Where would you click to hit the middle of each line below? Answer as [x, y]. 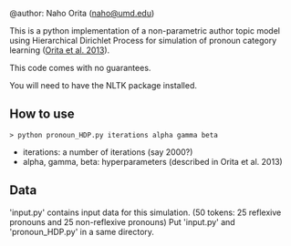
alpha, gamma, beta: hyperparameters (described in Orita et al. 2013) [152, 161]
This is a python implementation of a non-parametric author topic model [145, 31]
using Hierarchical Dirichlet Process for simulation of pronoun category [143, 41]
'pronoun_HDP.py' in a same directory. [82, 231]
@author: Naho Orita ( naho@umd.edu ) [82, 13]
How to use [42, 114]
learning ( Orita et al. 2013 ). [60, 50]
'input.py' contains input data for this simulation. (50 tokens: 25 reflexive [145, 212]
